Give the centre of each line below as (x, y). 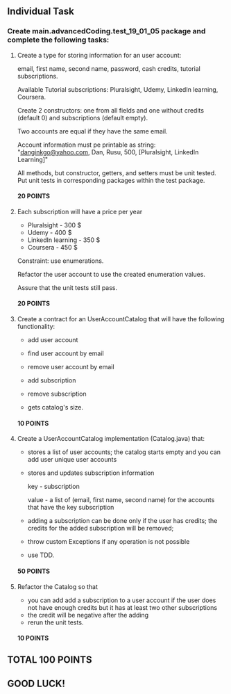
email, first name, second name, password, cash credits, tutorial (109, 68)
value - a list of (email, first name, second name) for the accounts (121, 500)
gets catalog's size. (55, 407)
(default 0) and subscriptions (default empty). (82, 118)
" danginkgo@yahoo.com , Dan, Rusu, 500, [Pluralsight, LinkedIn (108, 152)
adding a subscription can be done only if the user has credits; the (122, 521)
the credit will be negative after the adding (88, 615)
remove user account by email (71, 367)
